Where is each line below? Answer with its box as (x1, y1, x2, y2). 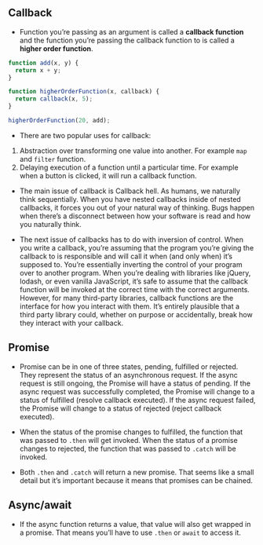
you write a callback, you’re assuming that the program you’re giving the (19, 243, 254, 252)
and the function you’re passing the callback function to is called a (19, 35, 236, 45)
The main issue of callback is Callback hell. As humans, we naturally (19, 186, 241, 196)
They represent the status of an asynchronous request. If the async (19, 370, 238, 379)
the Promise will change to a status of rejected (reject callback (19, 404, 222, 413)
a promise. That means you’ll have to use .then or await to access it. (19, 528, 242, 537)
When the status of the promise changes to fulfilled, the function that (19, 427, 243, 437)
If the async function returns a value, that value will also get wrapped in (19, 519, 251, 529)
